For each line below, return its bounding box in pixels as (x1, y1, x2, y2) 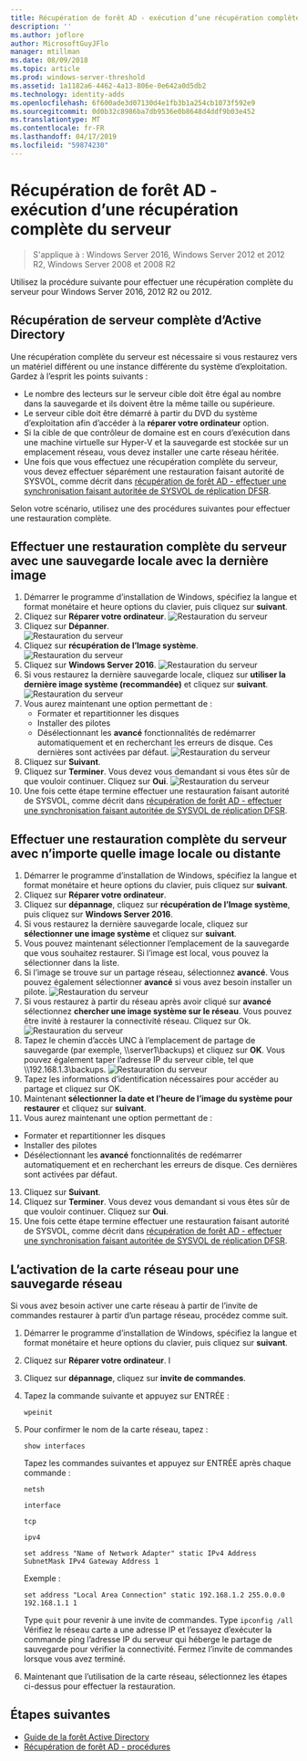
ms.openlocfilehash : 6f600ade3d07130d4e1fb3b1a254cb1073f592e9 (10, 98, 256, 108)
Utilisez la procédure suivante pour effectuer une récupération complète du (10, 276, 294, 288)
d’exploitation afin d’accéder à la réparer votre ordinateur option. (23, 417, 270, 428)
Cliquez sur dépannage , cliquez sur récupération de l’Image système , (23, 899, 291, 910)
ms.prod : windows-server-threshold (10, 73, 146, 82)
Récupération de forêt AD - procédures (23, 1741, 171, 1752)
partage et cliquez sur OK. (23, 1084, 123, 1095)
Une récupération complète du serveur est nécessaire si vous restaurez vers (10, 351, 298, 362)
